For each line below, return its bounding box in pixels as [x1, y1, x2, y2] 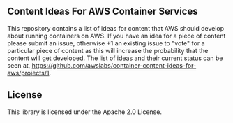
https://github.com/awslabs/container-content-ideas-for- [31, 61, 197, 69]
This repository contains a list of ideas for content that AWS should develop [7, 24, 225, 32]
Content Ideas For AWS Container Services [7, 6, 199, 17]
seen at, [7, 61, 31, 69]
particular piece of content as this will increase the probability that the [7, 46, 209, 55]
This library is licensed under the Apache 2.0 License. [7, 108, 163, 116]
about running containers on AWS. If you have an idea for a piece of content [7, 31, 226, 40]
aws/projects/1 [7, 68, 50, 77]
